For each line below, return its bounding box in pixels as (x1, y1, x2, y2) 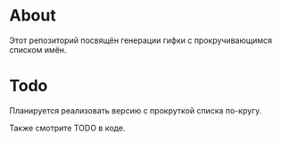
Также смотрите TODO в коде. (9, 122, 126, 133)
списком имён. (9, 44, 67, 54)
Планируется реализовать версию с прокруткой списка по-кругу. (9, 104, 262, 116)
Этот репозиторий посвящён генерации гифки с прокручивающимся (9, 35, 273, 46)
